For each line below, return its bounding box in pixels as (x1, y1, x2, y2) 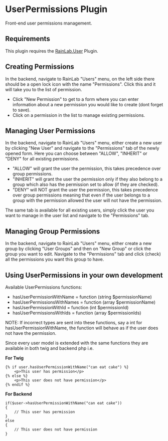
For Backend (5, 391, 32, 397)
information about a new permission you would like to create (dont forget (12, 101, 163, 107)
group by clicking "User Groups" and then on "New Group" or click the (5, 246, 151, 252)
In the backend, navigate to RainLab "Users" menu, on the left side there (5, 76, 155, 82)
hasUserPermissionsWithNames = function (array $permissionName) (12, 299, 156, 305)
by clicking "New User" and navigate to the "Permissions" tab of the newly (5, 145, 159, 151)
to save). (12, 107, 31, 113)
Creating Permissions (5, 63, 74, 71)
